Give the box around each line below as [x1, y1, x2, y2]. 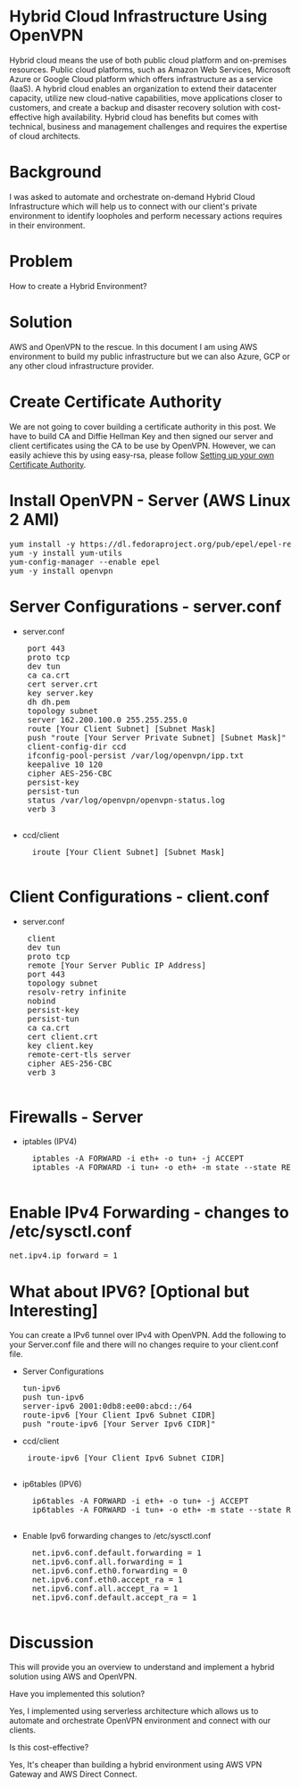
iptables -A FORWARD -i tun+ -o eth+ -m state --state [31, 1162, 277, 1173]
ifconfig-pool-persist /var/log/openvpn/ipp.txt [27, 750, 244, 761]
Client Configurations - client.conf [9, 886, 270, 907]
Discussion [9, 1632, 94, 1652]
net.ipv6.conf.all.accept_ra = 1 [31, 1584, 179, 1594]
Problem [9, 252, 73, 271]
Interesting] [9, 1301, 98, 1320]
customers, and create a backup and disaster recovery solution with [9, 102, 260, 112]
